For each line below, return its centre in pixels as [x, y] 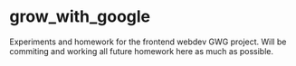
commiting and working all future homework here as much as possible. [142, 51]
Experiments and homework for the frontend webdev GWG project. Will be [148, 42]
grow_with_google [80, 17]
